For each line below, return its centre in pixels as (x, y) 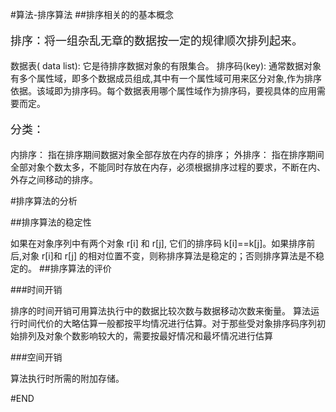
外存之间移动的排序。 (54, 179)
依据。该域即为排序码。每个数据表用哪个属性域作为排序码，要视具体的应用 (163, 91)
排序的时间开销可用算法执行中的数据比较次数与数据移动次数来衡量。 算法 (160, 311)
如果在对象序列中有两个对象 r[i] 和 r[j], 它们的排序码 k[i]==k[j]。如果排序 (158, 243)
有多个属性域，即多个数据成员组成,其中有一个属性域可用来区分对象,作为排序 (166, 78)
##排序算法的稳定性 (51, 222)
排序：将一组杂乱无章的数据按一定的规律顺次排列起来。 (156, 41)
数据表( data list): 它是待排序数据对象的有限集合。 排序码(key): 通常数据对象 (166, 66)
